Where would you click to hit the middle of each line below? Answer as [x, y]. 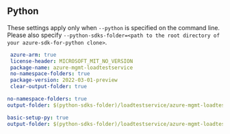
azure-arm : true [33, 55]
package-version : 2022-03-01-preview [64, 80]
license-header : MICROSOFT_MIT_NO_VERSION [72, 61]
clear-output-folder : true [49, 87]
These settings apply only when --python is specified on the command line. [114, 27]
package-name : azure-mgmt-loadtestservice [72, 68]
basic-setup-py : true [38, 118]
